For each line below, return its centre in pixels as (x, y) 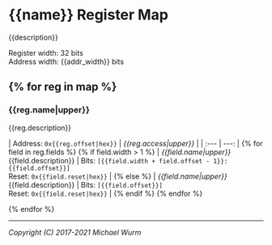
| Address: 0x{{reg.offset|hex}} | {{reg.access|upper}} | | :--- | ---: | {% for (136, 143)
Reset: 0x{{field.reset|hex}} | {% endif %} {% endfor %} (106, 193)
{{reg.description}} (40, 128)
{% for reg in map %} (63, 87)
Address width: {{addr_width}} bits (66, 61)
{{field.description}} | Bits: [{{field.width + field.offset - (109, 160)
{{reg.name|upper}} (49, 110)
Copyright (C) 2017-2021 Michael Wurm (75, 232)
